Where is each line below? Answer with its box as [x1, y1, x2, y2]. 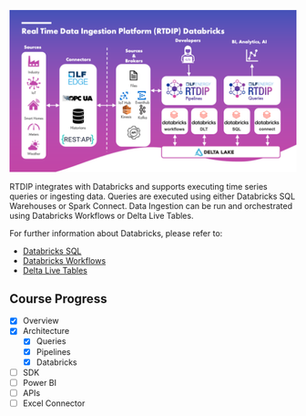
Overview [22, 316, 59, 327]
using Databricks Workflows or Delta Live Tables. [9, 210, 194, 221]
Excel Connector [22, 398, 86, 409]
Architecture [22, 326, 70, 337]
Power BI [22, 377, 57, 388]
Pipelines [36, 346, 71, 357]
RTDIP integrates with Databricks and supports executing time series [9, 181, 268, 192]
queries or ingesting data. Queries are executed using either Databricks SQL [9, 191, 296, 202]
